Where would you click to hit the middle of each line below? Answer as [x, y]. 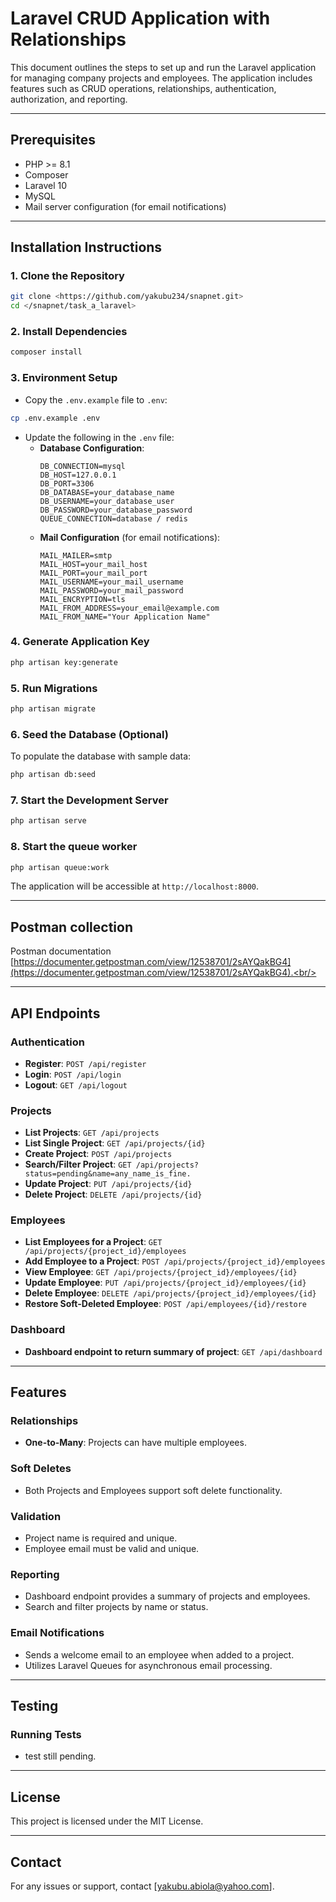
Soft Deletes [41, 1469]
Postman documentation [61, 951]
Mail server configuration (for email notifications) [125, 206]
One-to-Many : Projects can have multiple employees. [135, 1443]
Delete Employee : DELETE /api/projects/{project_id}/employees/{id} [170, 1293]
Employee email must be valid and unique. [112, 1549]
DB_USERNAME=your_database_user [107, 501]
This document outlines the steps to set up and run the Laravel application [163, 67]
